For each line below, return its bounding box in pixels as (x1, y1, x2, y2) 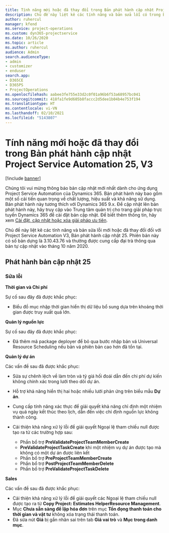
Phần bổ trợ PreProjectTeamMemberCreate (20, 455, 112, 461)
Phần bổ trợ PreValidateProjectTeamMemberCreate (20, 439, 129, 445)
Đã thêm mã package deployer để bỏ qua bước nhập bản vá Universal (12, 339, 158, 345)
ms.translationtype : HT (5, 101, 55, 106)
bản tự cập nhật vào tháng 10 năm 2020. (5, 243, 90, 249)
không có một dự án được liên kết (20, 450, 90, 456)
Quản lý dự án (5, 354, 35, 360)
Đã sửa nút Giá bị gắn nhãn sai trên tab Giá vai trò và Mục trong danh (12, 517, 157, 523)
